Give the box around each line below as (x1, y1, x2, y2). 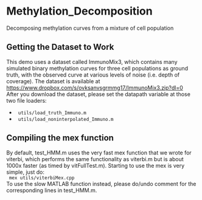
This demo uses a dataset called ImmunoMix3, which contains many (6, 58, 178, 65)
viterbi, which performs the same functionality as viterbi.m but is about (6, 155, 184, 162)
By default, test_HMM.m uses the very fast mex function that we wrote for (6, 149, 192, 156)
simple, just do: (6, 168, 44, 176)
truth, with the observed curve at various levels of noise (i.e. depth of (6, 71, 180, 78)
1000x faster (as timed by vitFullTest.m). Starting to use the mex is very (6, 162, 185, 169)
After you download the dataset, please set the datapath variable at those (6, 90, 190, 98)
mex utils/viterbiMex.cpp (9, 174, 75, 181)
